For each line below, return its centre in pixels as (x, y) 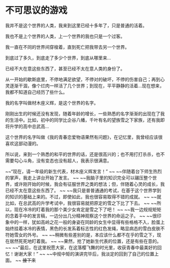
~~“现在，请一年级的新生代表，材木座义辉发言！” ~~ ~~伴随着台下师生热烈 (83, 171)
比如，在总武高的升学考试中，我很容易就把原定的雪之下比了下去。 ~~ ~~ (81, 203)
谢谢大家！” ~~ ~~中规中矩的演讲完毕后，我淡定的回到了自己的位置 (84, 254)
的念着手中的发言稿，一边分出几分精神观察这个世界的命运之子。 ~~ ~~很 (81, 216)
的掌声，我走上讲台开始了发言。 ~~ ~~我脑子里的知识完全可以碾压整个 (79, 178)
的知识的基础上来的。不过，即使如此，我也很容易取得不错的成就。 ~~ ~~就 (83, 196)
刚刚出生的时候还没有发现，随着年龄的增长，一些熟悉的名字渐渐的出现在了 (83, 113)
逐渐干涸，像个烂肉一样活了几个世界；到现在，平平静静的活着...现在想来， (87, 86)
